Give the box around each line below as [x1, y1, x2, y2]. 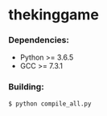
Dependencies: [8, 35, 70, 46]
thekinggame [8, 6, 99, 24]
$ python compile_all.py [8, 99, 92, 108]
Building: [8, 81, 44, 93]
